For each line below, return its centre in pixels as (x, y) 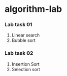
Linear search (26, 35)
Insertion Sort (26, 64)
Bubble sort (23, 40)
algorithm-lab (33, 9)
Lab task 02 (19, 53)
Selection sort (26, 69)
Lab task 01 (18, 25)
